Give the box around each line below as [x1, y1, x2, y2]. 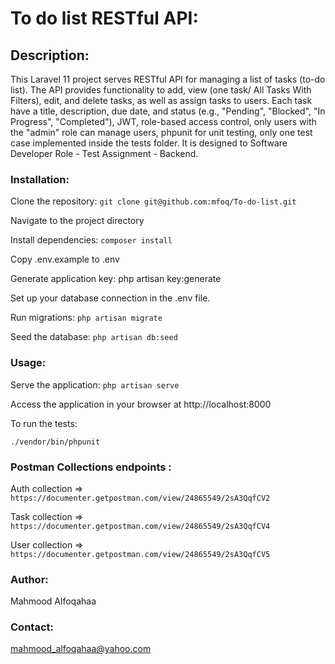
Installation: [10, 172, 70, 186]
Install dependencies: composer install [10, 234, 173, 246]
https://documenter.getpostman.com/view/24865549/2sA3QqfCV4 [10, 521, 271, 531]
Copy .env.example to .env [10, 253, 120, 266]
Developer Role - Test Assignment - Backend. [10, 148, 199, 159]
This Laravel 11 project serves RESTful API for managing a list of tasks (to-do [10, 73, 326, 85]
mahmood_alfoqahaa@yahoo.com [10, 643, 152, 655]
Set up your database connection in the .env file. [10, 292, 211, 304]
